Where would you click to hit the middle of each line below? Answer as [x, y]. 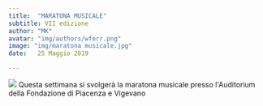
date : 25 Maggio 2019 [49, 53]
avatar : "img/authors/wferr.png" [65, 38]
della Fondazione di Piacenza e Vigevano [77, 93]
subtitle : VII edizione [49, 23]
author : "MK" [30, 31]
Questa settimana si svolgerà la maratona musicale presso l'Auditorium [137, 85]
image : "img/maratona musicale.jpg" [70, 46]
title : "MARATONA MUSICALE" [58, 16]
